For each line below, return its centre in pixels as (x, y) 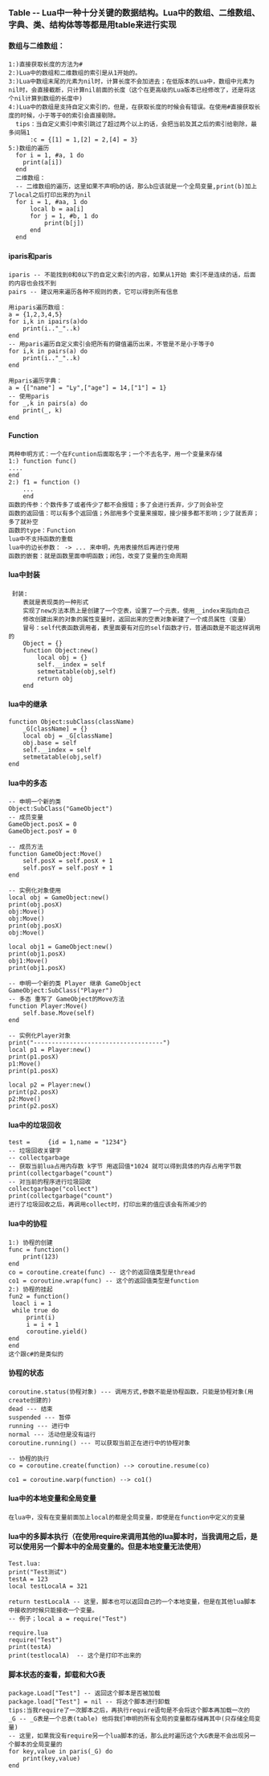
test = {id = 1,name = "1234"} (68, 1143)
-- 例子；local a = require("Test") (68, 1619)
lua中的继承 (28, 704)
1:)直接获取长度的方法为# (45, 65)
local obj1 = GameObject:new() (61, 947)
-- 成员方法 (26, 847)
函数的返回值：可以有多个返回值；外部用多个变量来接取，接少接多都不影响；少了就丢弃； (134, 513)
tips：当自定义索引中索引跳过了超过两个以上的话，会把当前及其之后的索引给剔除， (133, 125)
